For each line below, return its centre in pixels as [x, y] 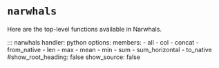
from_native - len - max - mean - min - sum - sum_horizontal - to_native [109, 49]
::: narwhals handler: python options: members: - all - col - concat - [103, 42]
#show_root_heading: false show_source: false [74, 57]
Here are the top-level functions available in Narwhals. [85, 29]
